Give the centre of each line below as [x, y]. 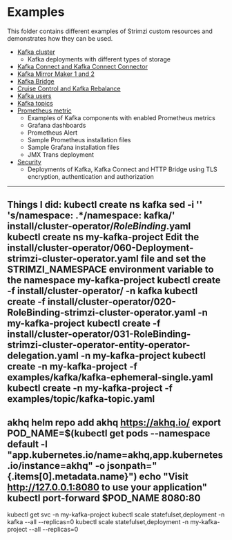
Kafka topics [35, 103]
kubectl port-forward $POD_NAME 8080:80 [104, 498]
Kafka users [34, 96]
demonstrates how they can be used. [60, 38]
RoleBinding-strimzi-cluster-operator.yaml [101, 312]
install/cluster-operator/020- [112, 302]
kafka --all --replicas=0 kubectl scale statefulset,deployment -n [98, 522]
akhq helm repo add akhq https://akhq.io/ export [114, 422]
